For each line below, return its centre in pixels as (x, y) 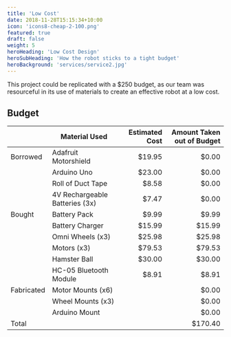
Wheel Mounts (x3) (83, 301)
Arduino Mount (76, 312)
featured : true (29, 33)
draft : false (26, 39)
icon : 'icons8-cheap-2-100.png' (53, 26)
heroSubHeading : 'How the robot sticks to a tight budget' (93, 58)
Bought (22, 215)
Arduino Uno (72, 173)
